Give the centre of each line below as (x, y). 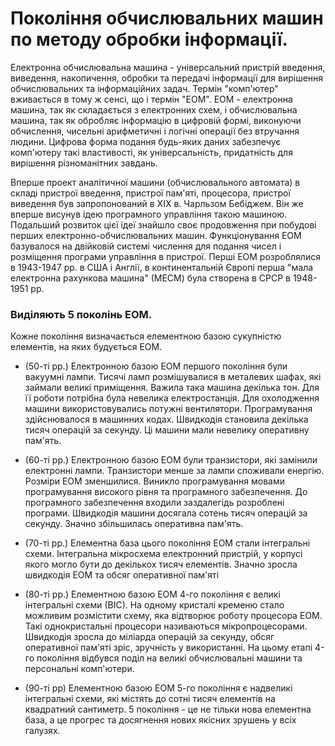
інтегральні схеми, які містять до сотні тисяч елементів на (150, 699)
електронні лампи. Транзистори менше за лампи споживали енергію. (174, 471)
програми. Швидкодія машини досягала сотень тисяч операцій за (166, 513)
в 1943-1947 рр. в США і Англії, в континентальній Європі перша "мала (162, 267)
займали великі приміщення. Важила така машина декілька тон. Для (172, 388)
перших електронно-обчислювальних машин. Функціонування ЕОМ (156, 235)
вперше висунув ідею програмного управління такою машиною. (149, 214)
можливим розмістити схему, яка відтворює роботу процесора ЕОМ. (173, 616)
